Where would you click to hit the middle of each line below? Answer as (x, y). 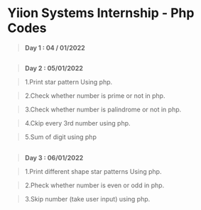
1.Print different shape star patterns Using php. (93, 171)
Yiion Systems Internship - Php (101, 13)
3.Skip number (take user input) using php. (87, 199)
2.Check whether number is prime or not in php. (95, 96)
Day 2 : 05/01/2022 (54, 68)
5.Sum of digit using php (61, 137)
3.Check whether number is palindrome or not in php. (103, 110)
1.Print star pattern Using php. (69, 82)
